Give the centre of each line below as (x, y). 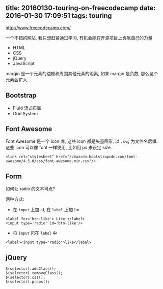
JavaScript (24, 63)
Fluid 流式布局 (27, 108)
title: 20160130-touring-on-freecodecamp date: (81, 8)
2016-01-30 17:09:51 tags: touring (59, 16)
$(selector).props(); (28, 282)
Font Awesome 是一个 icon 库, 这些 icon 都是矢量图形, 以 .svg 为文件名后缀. (82, 141)
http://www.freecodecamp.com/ (38, 28)
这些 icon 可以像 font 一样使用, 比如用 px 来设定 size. (59, 148)
